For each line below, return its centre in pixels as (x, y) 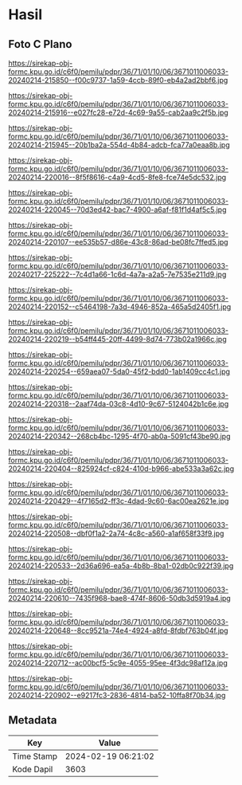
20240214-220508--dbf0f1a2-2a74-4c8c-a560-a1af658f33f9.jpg (116, 533)
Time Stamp (35, 756)
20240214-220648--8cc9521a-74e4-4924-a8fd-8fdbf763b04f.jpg (118, 630)
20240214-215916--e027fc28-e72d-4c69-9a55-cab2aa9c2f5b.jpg (118, 112)
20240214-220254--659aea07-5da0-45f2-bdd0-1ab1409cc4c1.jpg (119, 371)
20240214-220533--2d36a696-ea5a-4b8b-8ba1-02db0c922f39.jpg (121, 566)
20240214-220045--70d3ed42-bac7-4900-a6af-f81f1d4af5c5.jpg (117, 210)
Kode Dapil (33, 769)
